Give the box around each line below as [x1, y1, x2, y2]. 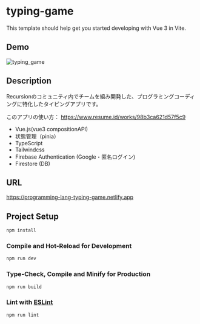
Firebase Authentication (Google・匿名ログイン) [15, 153, 136, 160]
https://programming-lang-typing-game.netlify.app [6, 193, 134, 201]
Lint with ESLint [6, 298, 53, 306]
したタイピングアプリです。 [32, 100, 102, 108]
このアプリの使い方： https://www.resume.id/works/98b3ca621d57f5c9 [6, 113, 186, 120]
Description [6, 76, 52, 86]
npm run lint [6, 312, 39, 318]
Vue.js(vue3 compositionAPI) [15, 125, 88, 133]
